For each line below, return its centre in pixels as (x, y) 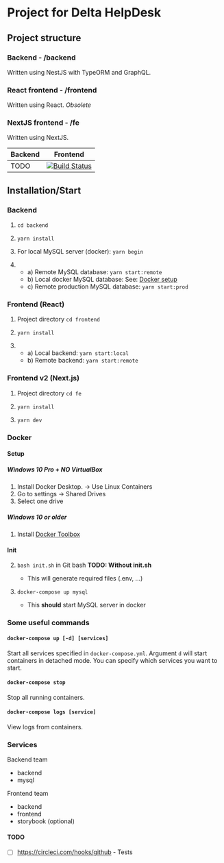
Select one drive (40, 501)
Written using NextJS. (38, 138)
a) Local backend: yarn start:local (78, 353)
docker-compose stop (37, 683)
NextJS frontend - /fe (43, 123)
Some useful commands (49, 623)
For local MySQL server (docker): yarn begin (80, 252)
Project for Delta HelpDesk (84, 13)
